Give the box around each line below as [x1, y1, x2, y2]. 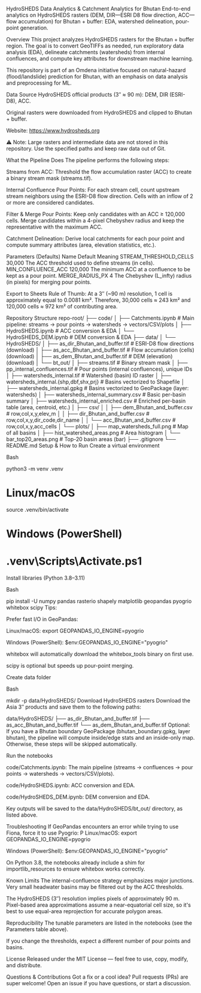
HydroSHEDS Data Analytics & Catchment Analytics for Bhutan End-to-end [6, 5, 191, 12]
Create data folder [6, 674, 51, 681]
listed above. [6, 811, 38, 818]
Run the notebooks [6, 752, 53, 760]
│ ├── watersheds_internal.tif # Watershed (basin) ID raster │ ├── [6, 372, 172, 379]
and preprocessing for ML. [6, 79, 72, 86]
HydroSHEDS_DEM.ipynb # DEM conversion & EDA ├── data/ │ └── [6, 334, 176, 341]
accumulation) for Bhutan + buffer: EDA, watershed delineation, [18, 18, 175, 25]
